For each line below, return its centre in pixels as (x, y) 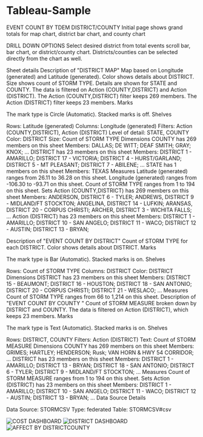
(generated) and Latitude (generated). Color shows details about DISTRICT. (100, 76)
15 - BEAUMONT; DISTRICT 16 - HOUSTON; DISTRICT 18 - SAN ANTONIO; (99, 283)
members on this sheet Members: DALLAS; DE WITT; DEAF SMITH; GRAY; (99, 145)
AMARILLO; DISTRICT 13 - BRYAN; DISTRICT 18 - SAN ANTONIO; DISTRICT (101, 365)
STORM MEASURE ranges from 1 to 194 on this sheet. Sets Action (88, 378)
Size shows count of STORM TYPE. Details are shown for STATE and (92, 83)
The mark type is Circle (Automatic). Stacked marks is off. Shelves (89, 114)
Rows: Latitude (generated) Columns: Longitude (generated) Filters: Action (99, 126)
